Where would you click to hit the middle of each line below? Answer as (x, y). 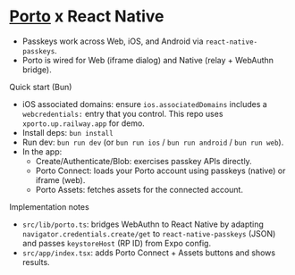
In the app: (42, 151)
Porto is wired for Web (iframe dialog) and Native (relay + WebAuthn (148, 60)
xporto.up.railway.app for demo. (83, 123)
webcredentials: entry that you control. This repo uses (122, 113)
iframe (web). (60, 179)
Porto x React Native (87, 17)
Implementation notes (49, 206)
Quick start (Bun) (41, 87)
